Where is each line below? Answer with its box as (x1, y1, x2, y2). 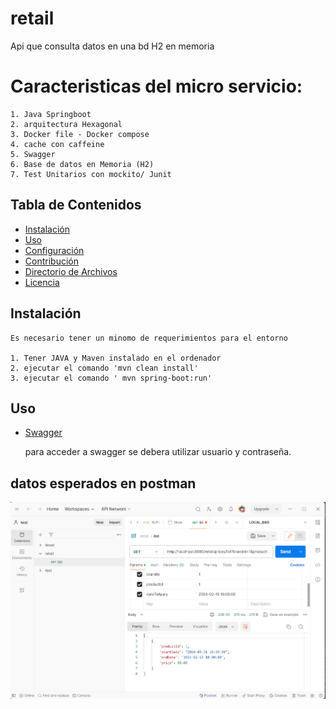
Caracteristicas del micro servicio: (10, 75, 303, 98)
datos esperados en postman (10, 475, 197, 492)
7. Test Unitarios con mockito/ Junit (10, 169, 172, 179)
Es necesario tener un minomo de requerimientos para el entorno (10, 333, 288, 343)
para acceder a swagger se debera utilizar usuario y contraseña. (24, 446, 292, 458)
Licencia (24, 276, 60, 288)
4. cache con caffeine (10, 139, 105, 149)
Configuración (24, 244, 85, 256)
